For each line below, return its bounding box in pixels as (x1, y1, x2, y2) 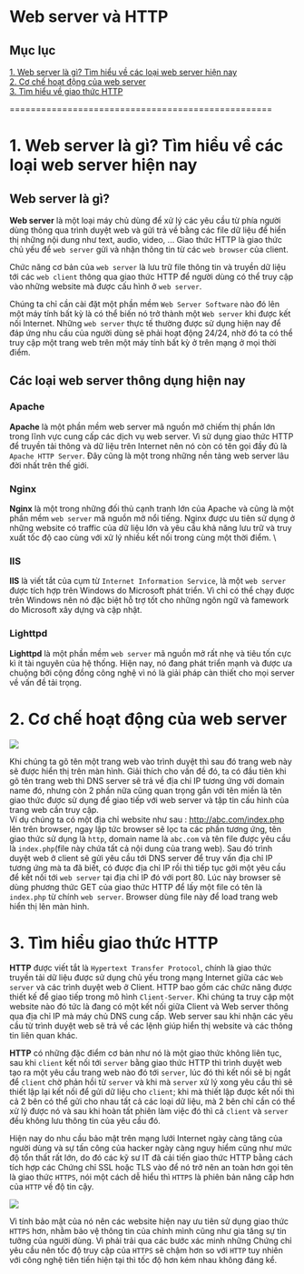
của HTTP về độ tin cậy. (9, 1181, 94, 1192)
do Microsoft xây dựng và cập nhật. (9, 605, 142, 616)
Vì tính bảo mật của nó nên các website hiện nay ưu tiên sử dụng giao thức (9, 1216, 289, 1227)
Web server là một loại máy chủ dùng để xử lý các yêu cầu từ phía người (9, 216, 281, 226)
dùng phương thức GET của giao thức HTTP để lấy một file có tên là (9, 881, 263, 892)
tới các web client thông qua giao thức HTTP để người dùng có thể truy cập (9, 271, 294, 282)
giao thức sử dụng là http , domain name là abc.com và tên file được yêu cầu (9, 833, 291, 844)
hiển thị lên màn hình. (9, 900, 90, 911)
